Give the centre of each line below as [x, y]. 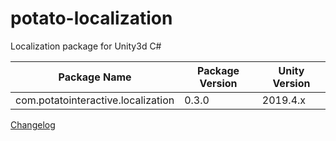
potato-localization [91, 18]
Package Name [95, 77]
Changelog [33, 124]
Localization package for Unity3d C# [86, 46]
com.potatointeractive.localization [95, 100]
